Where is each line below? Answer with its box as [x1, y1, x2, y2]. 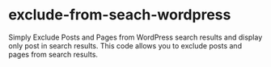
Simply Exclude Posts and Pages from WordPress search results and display [8, 32, 263, 42]
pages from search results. [8, 49, 99, 59]
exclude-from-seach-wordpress [8, 6, 231, 24]
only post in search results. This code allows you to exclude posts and [8, 40, 243, 50]
